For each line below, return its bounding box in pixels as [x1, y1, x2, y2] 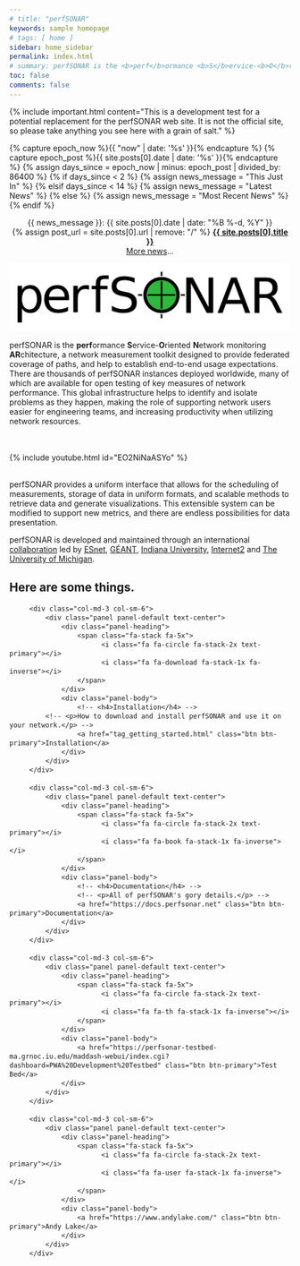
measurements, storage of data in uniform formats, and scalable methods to [9, 489, 289, 500]
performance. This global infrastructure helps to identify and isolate [9, 388, 258, 398]
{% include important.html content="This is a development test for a [9, 106, 261, 116]
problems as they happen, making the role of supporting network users [9, 397, 271, 407]
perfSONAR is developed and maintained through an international [9, 535, 250, 545]
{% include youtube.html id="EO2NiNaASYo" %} [9, 452, 188, 463]
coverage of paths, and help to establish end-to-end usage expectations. [9, 359, 279, 370]
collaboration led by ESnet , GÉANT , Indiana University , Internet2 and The [9, 544, 278, 555]
